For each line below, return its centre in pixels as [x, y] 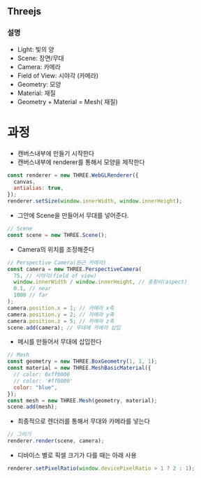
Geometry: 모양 [39, 84]
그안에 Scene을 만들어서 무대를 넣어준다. [73, 215]
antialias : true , [39, 188]
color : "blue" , [36, 387]
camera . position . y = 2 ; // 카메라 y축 [61, 314]
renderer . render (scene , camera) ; [56, 441]
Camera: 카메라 [39, 66]
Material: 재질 [36, 93]
